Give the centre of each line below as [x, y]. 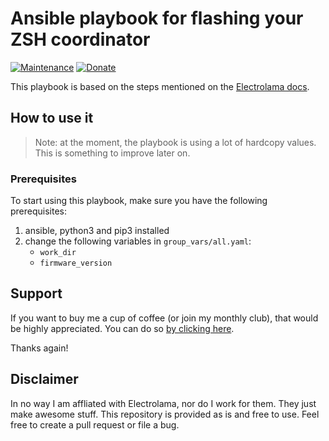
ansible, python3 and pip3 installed [97, 231]
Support [36, 293]
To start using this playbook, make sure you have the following [139, 201]
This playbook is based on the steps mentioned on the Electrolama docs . [160, 86]
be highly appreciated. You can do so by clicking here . [122, 328]
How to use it [52, 118]
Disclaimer [44, 379]
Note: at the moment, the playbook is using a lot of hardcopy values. [175, 142]
